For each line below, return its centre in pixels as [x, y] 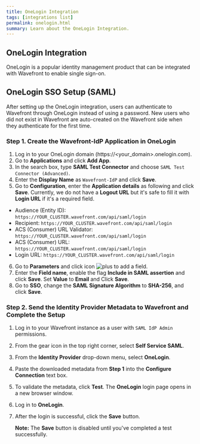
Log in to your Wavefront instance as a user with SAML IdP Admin [94, 328]
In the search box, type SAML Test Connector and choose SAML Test [100, 167]
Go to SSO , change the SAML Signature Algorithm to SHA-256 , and [99, 285]
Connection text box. [41, 375]
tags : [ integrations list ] [40, 17]
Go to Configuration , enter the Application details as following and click [104, 186]
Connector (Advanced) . [42, 174]
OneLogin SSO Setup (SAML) [61, 92]
